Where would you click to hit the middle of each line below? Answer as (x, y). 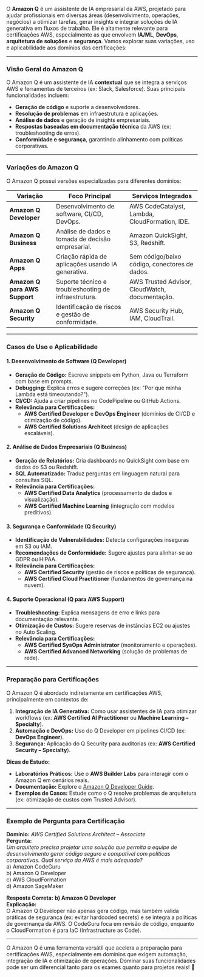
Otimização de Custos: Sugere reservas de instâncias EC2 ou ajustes (103, 626)
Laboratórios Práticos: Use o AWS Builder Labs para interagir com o (101, 773)
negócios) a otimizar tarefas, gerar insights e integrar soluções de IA (92, 22)
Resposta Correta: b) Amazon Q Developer (61, 898)
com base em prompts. (44, 381)
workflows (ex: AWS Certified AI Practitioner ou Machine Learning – (102, 717)
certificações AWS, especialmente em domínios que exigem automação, (97, 954)
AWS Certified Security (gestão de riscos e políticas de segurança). (110, 572)
